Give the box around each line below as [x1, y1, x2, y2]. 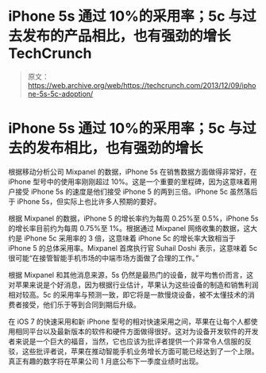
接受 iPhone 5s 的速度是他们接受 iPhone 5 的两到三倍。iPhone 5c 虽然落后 [14, 186, 258, 196]
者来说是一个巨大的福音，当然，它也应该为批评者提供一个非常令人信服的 [8, 336, 245, 346]
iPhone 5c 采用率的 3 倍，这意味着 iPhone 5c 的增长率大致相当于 [23, 233, 236, 243]
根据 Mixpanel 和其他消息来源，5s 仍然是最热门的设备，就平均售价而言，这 [8, 270, 254, 279]
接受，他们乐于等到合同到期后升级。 [21, 299, 141, 310]
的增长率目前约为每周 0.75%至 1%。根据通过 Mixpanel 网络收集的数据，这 [8, 223, 251, 233]
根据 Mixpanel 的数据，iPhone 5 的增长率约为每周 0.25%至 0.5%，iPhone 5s [8, 213, 259, 223]
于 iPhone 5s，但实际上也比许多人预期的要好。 [8, 196, 161, 206]
